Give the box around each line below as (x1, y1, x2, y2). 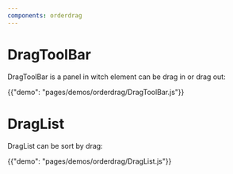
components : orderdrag (7, 11, 82, 20)
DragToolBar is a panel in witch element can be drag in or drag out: (7, 72, 227, 81)
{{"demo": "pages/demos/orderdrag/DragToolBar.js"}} (7, 87, 185, 96)
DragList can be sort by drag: (7, 141, 104, 150)
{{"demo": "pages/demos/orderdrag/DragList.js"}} (7, 156, 172, 166)
